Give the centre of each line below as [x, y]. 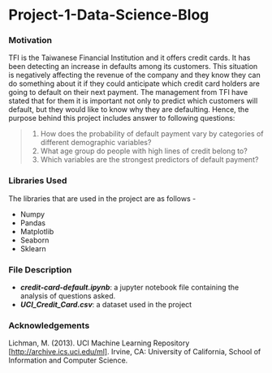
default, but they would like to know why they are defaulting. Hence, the [129, 109]
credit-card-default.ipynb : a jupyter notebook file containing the [130, 287]
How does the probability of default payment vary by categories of [152, 134]
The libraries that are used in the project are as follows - [102, 198]
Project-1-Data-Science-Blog [109, 15]
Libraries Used [38, 181]
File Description [40, 269]
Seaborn [35, 240]
